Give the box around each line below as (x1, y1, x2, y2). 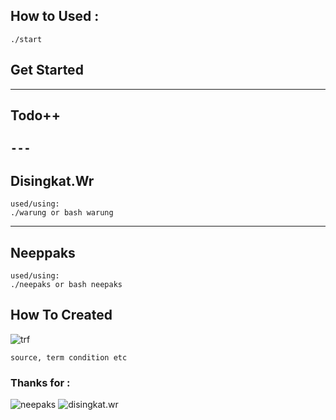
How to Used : (10, 8, 100, 25)
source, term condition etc (10, 352, 128, 363)
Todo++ (10, 107, 61, 124)
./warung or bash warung (10, 208, 114, 218)
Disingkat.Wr (10, 172, 95, 189)
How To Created (10, 307, 113, 324)
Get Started (10, 62, 84, 79)
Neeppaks (10, 244, 76, 261)
